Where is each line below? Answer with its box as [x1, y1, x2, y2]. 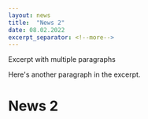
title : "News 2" [8, 19, 65, 27]
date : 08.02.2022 [8, 26, 65, 34]
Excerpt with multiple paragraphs [8, 55, 116, 64]
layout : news [8, 11, 51, 20]
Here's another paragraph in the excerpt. [8, 70, 141, 79]
